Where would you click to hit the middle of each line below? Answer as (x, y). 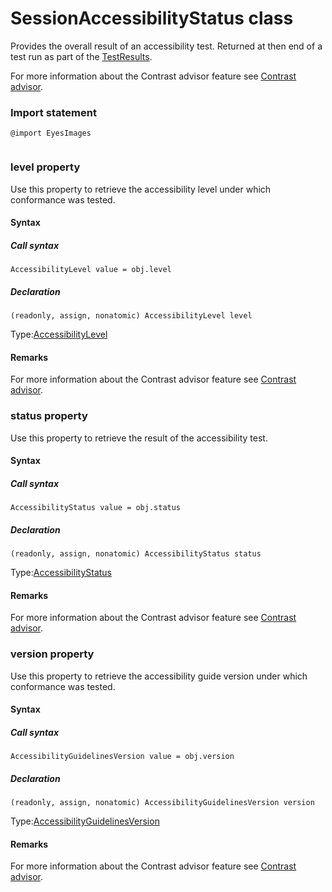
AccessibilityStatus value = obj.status (96, 508)
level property (45, 167)
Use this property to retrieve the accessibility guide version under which (159, 676)
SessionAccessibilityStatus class (152, 18)
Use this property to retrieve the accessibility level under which (141, 189)
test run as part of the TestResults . (81, 56)
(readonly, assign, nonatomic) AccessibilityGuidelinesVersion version (162, 803)
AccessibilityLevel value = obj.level (91, 270)
